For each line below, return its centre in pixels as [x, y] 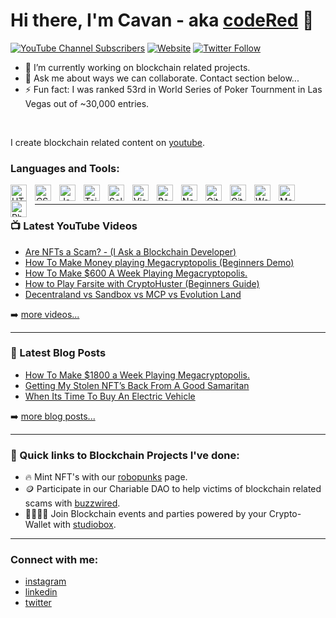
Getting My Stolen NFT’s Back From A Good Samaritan [137, 385]
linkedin [41, 592]
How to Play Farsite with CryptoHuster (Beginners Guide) [142, 283]
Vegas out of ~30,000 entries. [87, 103]
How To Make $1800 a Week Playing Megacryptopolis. [137, 375]
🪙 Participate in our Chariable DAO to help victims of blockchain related [173, 489]
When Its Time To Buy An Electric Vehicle [110, 396]
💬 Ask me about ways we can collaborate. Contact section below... [162, 78]
